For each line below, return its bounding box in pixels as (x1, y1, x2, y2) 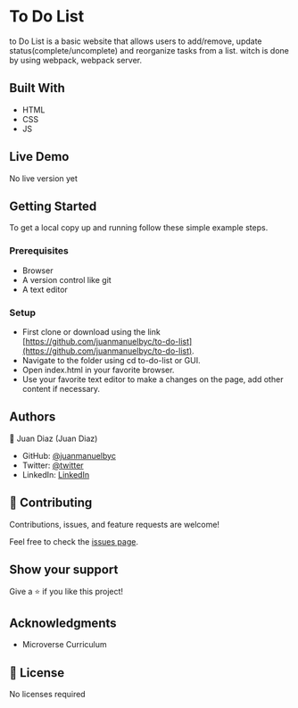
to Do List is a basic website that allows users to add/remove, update (9, 36, 262, 46)
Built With (9, 80, 65, 96)
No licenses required (9, 689, 87, 700)
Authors (9, 409, 56, 425)
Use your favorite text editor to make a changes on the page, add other (21, 373, 284, 385)
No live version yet (9, 172, 79, 184)
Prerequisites (9, 245, 69, 257)
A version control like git (21, 274, 112, 285)
